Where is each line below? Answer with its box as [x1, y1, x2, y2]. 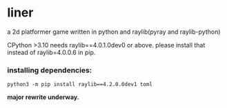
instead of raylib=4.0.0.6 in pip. [7, 48, 96, 56]
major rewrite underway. [7, 93, 79, 101]
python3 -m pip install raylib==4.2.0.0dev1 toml [7, 81, 153, 88]
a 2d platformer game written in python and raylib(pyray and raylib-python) [7, 28, 221, 36]
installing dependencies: [7, 65, 92, 75]
